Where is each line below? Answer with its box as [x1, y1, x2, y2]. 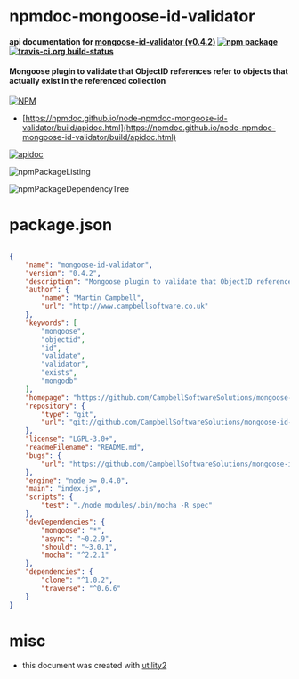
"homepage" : [25, 393, 69, 402]
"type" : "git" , [41, 410, 98, 418]
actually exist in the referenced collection [9, 76, 166, 87]
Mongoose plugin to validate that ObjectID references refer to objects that [9, 66, 289, 77]
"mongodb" [41, 377, 77, 385]
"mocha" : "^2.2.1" [41, 551, 109, 559]
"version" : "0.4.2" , [25, 269, 101, 277]
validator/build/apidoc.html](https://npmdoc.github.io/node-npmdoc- [21, 122, 276, 133]
